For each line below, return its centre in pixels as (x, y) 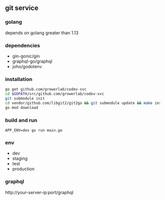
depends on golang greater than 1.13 (42, 33)
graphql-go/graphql (32, 61)
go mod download (22, 107)
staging (20, 158)
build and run (21, 120)
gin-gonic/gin (26, 56)
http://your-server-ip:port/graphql (39, 192)
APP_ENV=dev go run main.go (34, 130)
